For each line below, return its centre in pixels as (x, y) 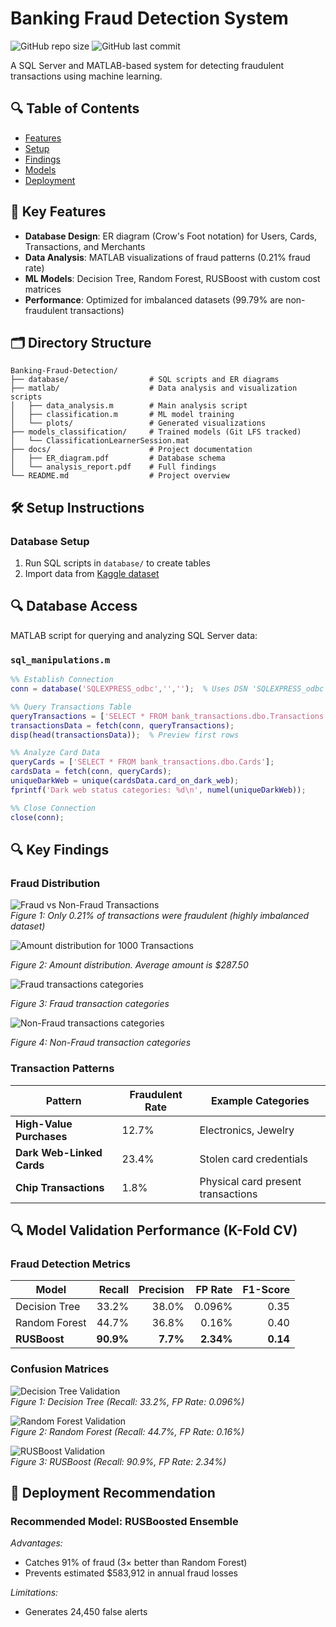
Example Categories (260, 1100)
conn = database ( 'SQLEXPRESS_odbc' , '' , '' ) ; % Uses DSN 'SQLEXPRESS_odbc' (169, 689)
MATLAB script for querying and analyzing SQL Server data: (134, 635)
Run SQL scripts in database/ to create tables (117, 563)
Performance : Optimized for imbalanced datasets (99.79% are (154, 299)
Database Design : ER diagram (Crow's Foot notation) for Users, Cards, (171, 236)
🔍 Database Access (74, 606)
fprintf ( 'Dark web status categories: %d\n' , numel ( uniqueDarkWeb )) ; (158, 790)
